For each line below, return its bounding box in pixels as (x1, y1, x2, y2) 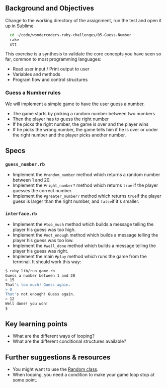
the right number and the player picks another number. (12, 132, 126, 138)
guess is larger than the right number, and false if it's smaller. (12, 198, 139, 204)
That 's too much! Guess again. (5, 282, 71, 287)
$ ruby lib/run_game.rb (5, 268, 55, 273)
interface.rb (5, 211, 37, 217)
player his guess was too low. (12, 237, 74, 243)
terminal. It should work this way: (12, 259, 81, 265)
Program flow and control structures (12, 76, 88, 83)
